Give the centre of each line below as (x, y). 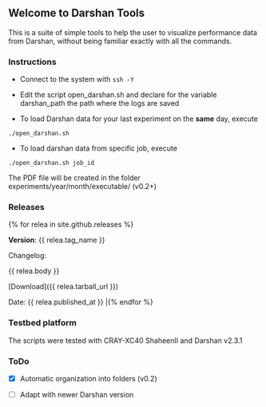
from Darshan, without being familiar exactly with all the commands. (120, 41)
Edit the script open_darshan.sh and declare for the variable (118, 95)
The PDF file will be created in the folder (75, 178)
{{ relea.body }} (34, 271)
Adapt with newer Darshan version (77, 395)
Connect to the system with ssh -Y (77, 79)
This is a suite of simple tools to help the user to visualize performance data (133, 32)
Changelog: (27, 256)
